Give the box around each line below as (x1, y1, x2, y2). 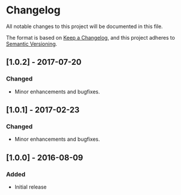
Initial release (14, 183, 47, 190)
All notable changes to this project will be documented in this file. (6, 23, 163, 30)
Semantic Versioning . (6, 40, 57, 47)
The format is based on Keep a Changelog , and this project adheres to (6, 34, 175, 41)
